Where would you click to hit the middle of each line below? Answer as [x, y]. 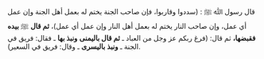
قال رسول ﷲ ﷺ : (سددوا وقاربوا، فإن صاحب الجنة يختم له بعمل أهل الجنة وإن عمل [131, 12]
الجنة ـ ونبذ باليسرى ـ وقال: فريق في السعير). [74, 46]
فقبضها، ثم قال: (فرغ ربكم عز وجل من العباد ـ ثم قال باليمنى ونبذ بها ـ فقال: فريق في [132, 38]
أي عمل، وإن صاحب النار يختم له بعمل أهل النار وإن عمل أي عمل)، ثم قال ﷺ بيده [127, 26]
